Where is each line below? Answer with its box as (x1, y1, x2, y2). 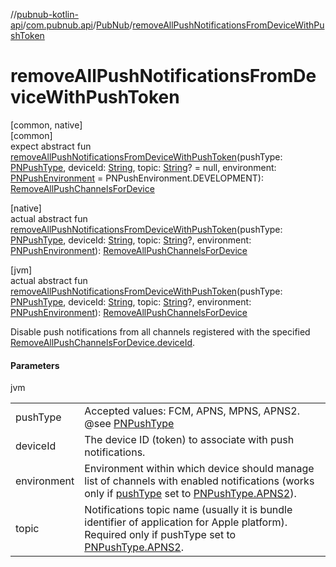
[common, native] (10, 119, 83, 131)
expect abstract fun (10, 140, 92, 152)
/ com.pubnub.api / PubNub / (22, 19, 133, 31)
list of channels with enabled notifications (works (84, 474, 315, 488)
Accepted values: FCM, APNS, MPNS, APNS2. (84, 404, 300, 418)
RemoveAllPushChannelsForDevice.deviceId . (10, 336, 196, 348)
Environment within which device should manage (84, 462, 315, 476)
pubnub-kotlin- (16, 9, 79, 20)
